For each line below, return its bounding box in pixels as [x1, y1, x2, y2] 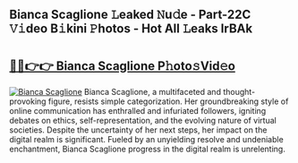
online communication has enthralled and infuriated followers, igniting [9, 106, 267, 116]
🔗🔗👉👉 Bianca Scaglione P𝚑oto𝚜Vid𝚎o [9, 58, 235, 73]
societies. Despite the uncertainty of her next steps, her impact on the [9, 124, 268, 135]
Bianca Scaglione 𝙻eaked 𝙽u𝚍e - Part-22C [9, 7, 251, 22]
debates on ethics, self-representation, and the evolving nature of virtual [9, 116, 277, 125]
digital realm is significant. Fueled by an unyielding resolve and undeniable [9, 134, 284, 144]
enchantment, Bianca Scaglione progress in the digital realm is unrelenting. [9, 143, 286, 154]
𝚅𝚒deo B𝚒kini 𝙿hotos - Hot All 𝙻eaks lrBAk [9, 21, 253, 37]
